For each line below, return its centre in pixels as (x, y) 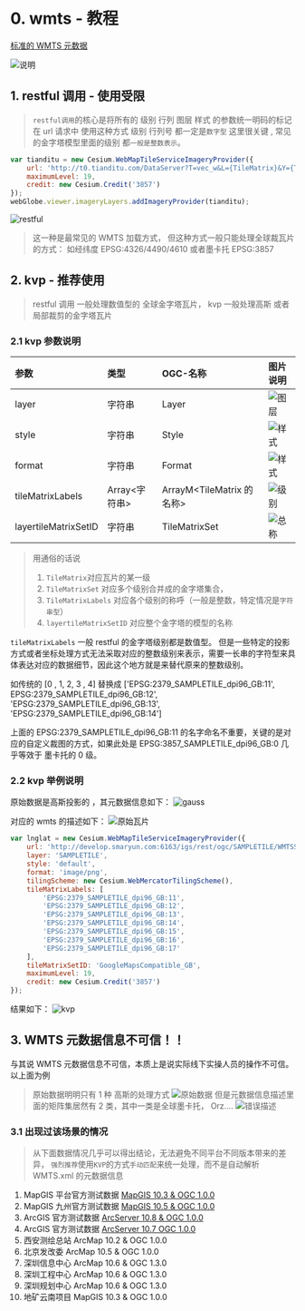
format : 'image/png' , (67, 872)
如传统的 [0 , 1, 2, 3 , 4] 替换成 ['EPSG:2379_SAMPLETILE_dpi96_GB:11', (143, 684)
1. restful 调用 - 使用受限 (78, 96)
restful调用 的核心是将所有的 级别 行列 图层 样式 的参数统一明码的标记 (162, 120)
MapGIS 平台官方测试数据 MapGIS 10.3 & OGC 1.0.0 (119, 1195)
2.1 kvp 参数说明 (46, 341)
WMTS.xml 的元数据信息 (78, 1176)
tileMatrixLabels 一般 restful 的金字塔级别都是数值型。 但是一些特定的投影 (150, 642)
